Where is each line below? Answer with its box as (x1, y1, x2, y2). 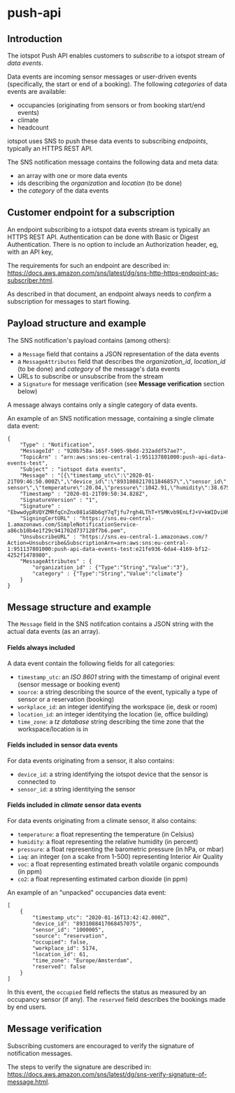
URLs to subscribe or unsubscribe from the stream (17, 372, 164, 380)
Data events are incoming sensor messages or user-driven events (7, 72, 197, 81)
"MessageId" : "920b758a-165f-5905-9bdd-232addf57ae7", (20, 447, 187, 454)
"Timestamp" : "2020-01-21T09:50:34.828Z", (20, 490, 149, 497)
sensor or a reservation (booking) (17, 695, 114, 703)
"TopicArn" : (20, 454, 58, 461)
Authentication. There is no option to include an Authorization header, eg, (7, 240, 219, 248)
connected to (17, 777, 56, 786)
